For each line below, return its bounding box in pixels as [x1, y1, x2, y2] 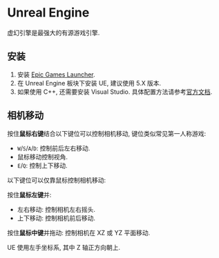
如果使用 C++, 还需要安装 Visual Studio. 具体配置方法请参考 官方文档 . [17, 88, 213, 96]
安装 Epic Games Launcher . [17, 70, 95, 79]
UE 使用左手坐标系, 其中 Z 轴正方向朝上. [7, 243, 121, 251]
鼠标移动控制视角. [17, 152, 68, 161]
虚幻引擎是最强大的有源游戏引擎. [7, 28, 100, 37]
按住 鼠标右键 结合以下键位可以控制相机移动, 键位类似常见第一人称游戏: [7, 129, 207, 137]
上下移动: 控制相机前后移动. [17, 214, 95, 222]
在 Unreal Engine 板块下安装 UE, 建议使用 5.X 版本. [17, 79, 162, 87]
